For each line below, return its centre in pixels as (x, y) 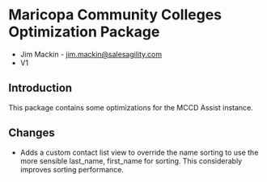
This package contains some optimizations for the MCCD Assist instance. (131, 107)
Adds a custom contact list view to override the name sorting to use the (139, 152)
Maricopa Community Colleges (115, 15)
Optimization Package (84, 32)
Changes (32, 133)
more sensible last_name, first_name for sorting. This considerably (131, 161)
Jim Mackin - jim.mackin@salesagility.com (91, 54)
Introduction (40, 88)
